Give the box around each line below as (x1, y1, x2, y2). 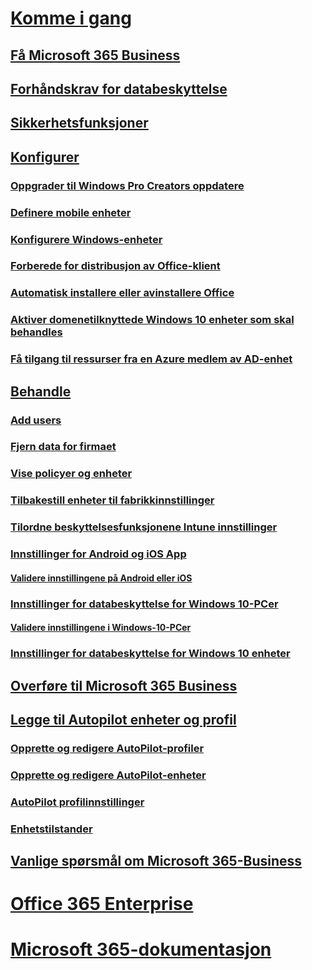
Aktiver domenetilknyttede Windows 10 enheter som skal (10, 313, 295, 327)
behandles (10, 325, 63, 339)
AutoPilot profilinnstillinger (10, 795, 145, 809)
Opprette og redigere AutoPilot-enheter (10, 768, 207, 782)
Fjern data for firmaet (10, 440, 117, 454)
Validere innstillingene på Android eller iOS (10, 572, 193, 584)
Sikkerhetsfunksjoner (10, 115, 149, 132)
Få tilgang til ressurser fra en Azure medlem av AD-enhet (10, 352, 293, 366)
